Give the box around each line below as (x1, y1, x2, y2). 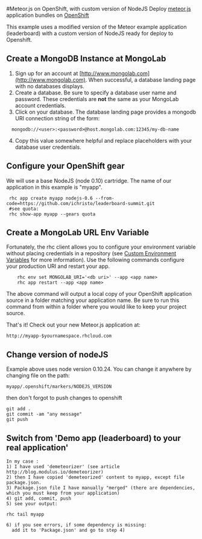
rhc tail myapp (6, 511, 45, 518)
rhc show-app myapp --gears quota (8, 211, 96, 217)
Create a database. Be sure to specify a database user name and (14, 89, 177, 96)
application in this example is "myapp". (6, 183, 103, 191)
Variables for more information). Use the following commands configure (6, 256, 185, 264)
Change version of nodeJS (6, 349, 109, 359)
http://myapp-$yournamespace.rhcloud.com (6, 333, 112, 339)
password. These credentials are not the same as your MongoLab (14, 95, 179, 102)
